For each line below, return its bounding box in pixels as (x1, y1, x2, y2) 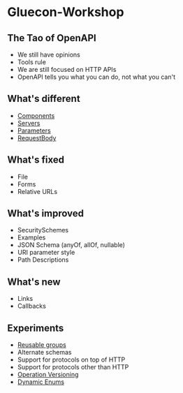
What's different (7, 93, 80, 105)
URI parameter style (17, 249, 75, 257)
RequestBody (17, 133, 57, 142)
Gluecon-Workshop (7, 4, 124, 20)
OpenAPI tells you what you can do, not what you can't (17, 73, 176, 81)
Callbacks (17, 302, 47, 311)
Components (17, 111, 55, 119)
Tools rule (17, 58, 47, 66)
